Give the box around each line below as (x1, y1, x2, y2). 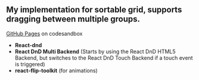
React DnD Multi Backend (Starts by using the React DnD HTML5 (14, 48, 176, 55)
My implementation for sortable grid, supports (6, 5, 182, 15)
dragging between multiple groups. (6, 14, 141, 24)
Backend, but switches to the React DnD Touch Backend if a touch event (14, 54, 193, 61)
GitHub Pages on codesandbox (6, 30, 83, 37)
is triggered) (14, 60, 46, 67)
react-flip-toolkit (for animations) (14, 67, 98, 74)
